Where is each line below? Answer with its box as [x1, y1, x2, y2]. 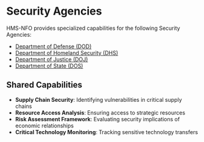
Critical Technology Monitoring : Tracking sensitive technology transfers [15, 128, 199, 135]
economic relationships [15, 122, 74, 129]
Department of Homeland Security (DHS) [15, 49, 119, 56]
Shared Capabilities [6, 80, 83, 90]
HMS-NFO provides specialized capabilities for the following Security [6, 24, 181, 32]
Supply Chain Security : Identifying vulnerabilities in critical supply [15, 96, 183, 103]
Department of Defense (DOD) [15, 43, 92, 50]
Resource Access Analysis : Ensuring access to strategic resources [15, 108, 186, 116]
